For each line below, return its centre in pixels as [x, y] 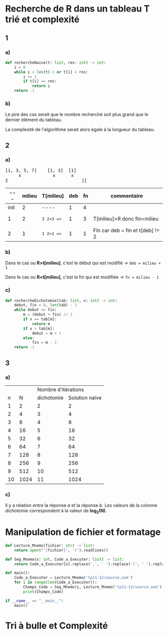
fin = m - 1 [44, 343]
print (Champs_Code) [43, 592]
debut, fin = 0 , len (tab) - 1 [46, 305]
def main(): [17, 573]
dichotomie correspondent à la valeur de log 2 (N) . [56, 511]
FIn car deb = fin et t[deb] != [126, 231]
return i [41, 86]
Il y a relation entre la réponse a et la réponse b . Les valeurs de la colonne [81, 505]
